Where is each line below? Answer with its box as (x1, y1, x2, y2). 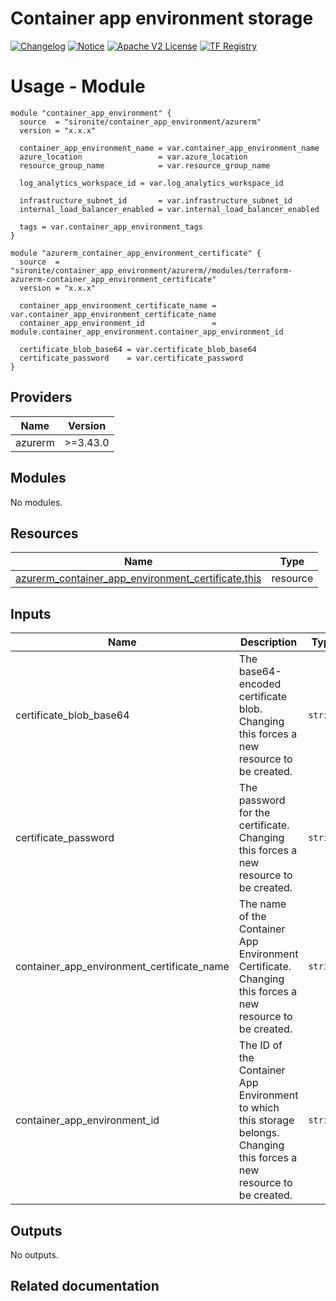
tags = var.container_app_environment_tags (19, 222, 203, 232)
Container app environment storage (10, 7, 314, 30)
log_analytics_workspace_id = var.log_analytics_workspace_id (19, 178, 284, 188)
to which (238, 1101, 280, 1115)
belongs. (238, 1126, 280, 1140)
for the (238, 806, 271, 820)
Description (239, 635, 298, 649)
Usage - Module (10, 75, 146, 98)
